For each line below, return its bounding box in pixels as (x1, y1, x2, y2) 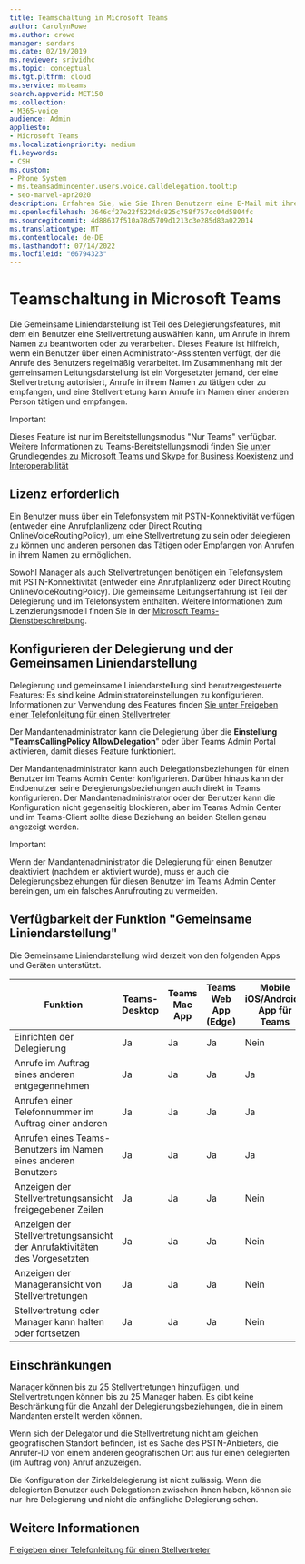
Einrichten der (14, 1030, 74, 1043)
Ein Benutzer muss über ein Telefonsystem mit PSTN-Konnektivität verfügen (9, 510, 295, 521)
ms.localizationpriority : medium (9, 140, 136, 149)
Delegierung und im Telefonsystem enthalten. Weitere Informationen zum (9, 596, 283, 607)
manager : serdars (9, 38, 75, 48)
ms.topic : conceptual (9, 64, 92, 74)
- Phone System (9, 173, 67, 183)
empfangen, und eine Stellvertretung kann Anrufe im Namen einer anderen (9, 387, 289, 398)
